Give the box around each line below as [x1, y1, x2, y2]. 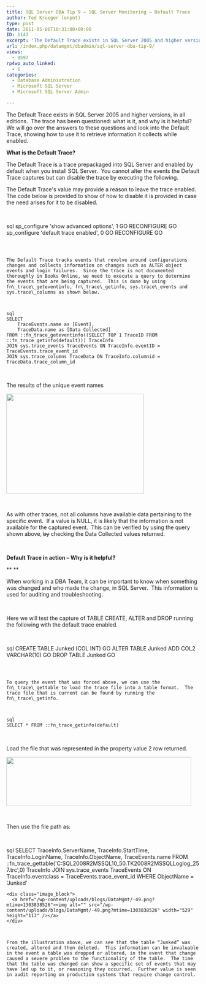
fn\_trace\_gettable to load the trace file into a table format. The [6, 684, 193, 690]
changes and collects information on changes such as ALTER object [6, 262, 183, 269]
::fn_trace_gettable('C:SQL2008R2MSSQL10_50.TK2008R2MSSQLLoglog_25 [6, 860, 199, 867]
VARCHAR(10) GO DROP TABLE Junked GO [6, 651, 115, 658]
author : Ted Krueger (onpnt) [6, 15, 81, 21]
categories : [6, 72, 37, 78]
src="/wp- [88, 902, 114, 908]
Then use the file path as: [6, 823, 71, 830]
